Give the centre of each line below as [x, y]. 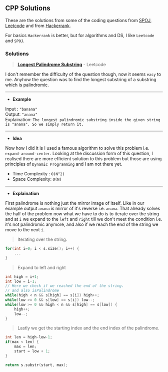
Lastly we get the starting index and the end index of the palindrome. [88, 328]
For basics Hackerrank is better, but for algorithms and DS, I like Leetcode [80, 35]
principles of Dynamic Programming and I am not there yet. [64, 164]
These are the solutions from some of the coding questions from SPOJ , [78, 20]
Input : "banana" [21, 109]
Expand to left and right [41, 267]
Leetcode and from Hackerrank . [38, 26]
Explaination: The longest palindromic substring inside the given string [83, 120]
